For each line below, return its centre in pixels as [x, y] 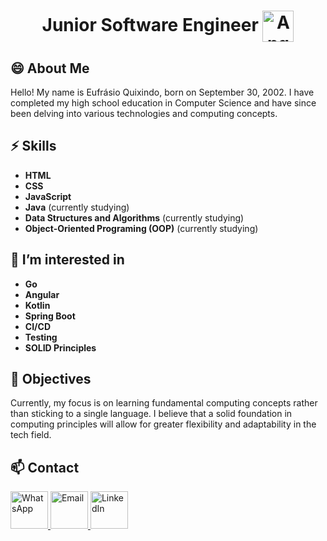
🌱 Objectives [51, 379]
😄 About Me [50, 68]
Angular [42, 294]
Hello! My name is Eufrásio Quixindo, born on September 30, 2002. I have [162, 92]
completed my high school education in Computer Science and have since [163, 103]
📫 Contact [45, 467]
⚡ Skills [33, 146]
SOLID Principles [60, 347]
